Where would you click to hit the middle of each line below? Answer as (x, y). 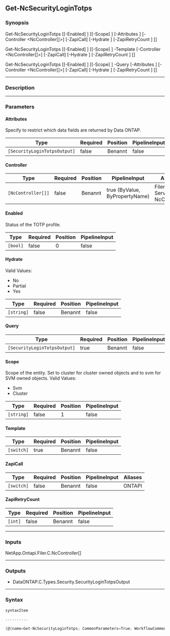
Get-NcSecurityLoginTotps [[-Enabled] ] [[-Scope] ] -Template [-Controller (83, 49)
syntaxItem (17, 610)
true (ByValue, (123, 190)
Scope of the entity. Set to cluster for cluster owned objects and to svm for (83, 373)
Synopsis (17, 23)
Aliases (133, 477)
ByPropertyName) (128, 196)
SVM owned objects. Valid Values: (41, 378)
